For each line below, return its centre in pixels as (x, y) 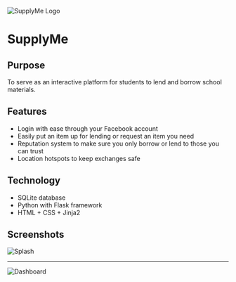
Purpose (26, 65)
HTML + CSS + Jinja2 (49, 212)
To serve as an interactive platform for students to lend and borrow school (115, 82)
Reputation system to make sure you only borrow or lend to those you (118, 143)
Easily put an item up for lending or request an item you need (106, 136)
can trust (31, 150)
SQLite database (41, 198)
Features (27, 111)
